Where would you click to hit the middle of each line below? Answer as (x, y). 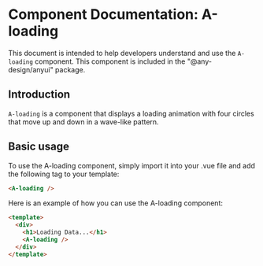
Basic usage (39, 147)
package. (70, 69)
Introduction (39, 95)
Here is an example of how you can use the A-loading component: (115, 203)
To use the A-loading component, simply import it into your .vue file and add (132, 165)
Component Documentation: (104, 15)
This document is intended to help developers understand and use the (122, 53)
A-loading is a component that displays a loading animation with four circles (131, 113)
